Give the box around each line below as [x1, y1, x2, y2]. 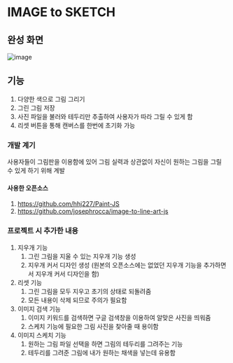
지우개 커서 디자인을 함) [35, 269, 100, 278]
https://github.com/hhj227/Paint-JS [17, 200, 120, 208]
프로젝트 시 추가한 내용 [7, 226, 79, 235]
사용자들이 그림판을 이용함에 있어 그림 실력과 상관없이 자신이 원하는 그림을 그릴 [7, 158, 223, 166]
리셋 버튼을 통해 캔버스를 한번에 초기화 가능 [17, 121, 136, 130]
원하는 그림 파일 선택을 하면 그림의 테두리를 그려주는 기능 [27, 339, 183, 348]
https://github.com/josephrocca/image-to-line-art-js [17, 207, 169, 216]
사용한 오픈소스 [7, 184, 49, 192]
